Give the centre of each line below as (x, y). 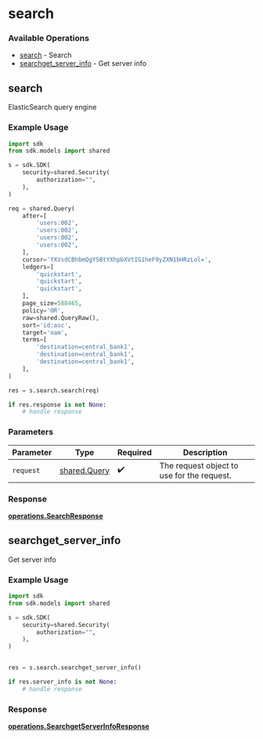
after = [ (34, 216)
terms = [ (34, 340)
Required (135, 452)
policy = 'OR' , (43, 311)
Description (205, 452)
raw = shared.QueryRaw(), (61, 318)
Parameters (31, 432)
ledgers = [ (38, 267)
